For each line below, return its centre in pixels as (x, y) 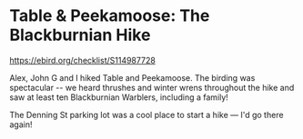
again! (21, 124)
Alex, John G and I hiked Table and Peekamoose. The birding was (132, 77)
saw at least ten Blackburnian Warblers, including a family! (119, 97)
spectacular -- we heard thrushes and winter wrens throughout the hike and (152, 87)
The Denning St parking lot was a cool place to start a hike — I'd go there (146, 114)
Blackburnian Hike (80, 35)
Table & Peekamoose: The (110, 16)
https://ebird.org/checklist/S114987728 (83, 60)
